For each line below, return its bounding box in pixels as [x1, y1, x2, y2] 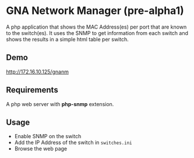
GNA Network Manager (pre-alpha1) [6, 4, 185, 17]
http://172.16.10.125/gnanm [6, 68, 69, 75]
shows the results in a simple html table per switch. [6, 36, 129, 43]
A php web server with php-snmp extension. [6, 100, 114, 107]
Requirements [6, 85, 58, 95]
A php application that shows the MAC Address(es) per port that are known [6, 23, 187, 30]
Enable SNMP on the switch [14, 133, 82, 140]
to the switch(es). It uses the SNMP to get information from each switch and [6, 29, 188, 36]
